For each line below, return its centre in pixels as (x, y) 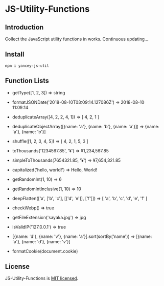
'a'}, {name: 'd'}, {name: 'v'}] (41, 241)
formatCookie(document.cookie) (45, 251)
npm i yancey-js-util (27, 66)
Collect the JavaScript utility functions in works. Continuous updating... (77, 39)
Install (15, 54)
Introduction (24, 27)
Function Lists (27, 81)
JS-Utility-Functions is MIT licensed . (42, 278)
